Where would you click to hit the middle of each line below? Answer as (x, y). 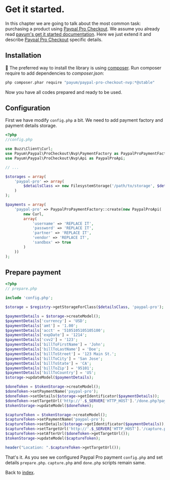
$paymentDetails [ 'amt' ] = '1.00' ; (42, 326)
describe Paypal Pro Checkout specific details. (54, 40)
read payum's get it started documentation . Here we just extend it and (78, 34)
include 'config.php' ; (29, 298)
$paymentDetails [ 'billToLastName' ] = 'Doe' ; (53, 349)
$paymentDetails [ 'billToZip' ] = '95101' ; (50, 368)
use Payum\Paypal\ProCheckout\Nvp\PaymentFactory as (62, 154)
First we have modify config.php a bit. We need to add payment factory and (84, 120)
